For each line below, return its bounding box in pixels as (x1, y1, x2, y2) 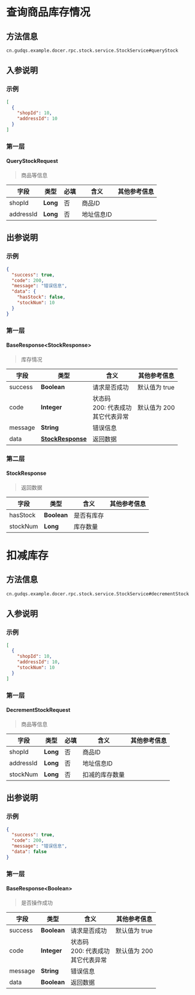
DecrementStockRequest (6, 706, 71, 714)
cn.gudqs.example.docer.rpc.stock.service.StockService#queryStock (6, 47, 179, 54)
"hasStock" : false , (17, 294, 66, 301)
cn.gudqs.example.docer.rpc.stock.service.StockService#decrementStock (6, 590, 189, 597)
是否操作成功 (20, 899, 53, 906)
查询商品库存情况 (6, 5, 91, 19)
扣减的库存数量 (82, 770, 125, 779)
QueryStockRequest (6, 158, 58, 165)
